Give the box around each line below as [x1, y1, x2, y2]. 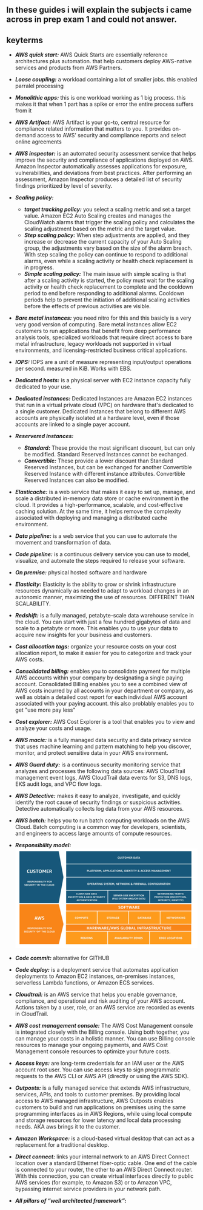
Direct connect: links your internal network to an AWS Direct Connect [15, 1153, 190, 1160]
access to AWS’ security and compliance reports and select [37, 132, 187, 139]
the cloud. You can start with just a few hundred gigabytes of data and [15, 618, 191, 625]
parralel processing [15, 82, 64, 90]
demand [15, 132, 36, 139]
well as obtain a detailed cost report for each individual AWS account [15, 693, 188, 701]
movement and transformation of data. [15, 539, 112, 546]
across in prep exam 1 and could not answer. [6, 15, 177, 25]
